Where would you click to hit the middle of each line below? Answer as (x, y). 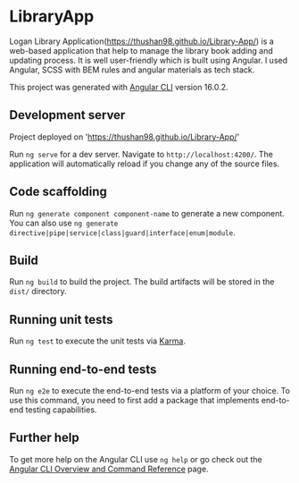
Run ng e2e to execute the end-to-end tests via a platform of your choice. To (150, 390)
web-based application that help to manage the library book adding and (141, 50)
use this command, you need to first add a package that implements (134, 400)
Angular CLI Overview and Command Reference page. (109, 469)
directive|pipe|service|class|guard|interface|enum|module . (122, 232)
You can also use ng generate (64, 223)
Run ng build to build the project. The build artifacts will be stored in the (142, 282)
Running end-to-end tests (83, 369)
